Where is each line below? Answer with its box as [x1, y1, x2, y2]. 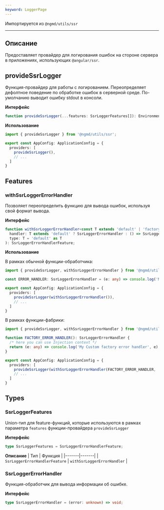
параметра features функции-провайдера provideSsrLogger [5, 425, 129, 431]
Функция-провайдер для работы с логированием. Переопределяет [5, 84, 146, 90]
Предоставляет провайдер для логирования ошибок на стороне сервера [5, 52, 159, 58]
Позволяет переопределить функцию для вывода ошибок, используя [5, 203, 150, 208]
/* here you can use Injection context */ [9, 340, 97, 345]
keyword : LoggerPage [5, 7, 47, 12]
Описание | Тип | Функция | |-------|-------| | [5, 452, 99, 459]
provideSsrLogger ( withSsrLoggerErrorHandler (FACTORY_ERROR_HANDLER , [14, 367, 156, 372]
